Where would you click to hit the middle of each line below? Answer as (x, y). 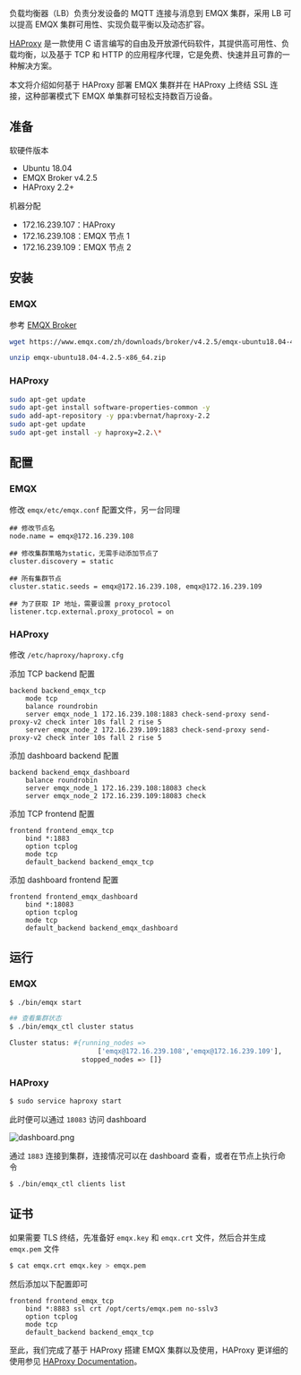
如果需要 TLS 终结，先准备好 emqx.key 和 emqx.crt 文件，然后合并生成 (138, 1237)
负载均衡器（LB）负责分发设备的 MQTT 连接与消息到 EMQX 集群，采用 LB (146, 13)
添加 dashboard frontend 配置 (64, 880)
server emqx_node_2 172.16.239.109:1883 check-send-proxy (136, 730)
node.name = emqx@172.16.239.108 (72, 536)
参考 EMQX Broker (43, 324)
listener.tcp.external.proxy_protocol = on (92, 612)
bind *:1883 (47, 838)
